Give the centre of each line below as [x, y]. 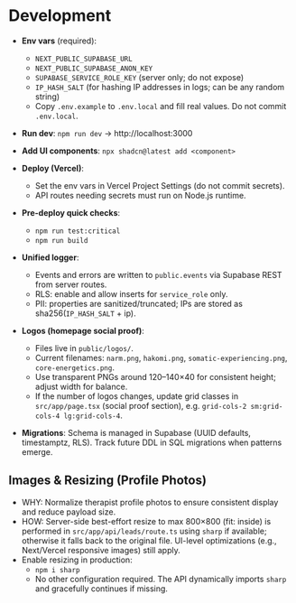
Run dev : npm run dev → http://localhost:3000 [107, 133]
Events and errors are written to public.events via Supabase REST [158, 274]
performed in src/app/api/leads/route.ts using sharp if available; [144, 531]
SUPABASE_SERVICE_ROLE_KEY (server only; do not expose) [139, 77]
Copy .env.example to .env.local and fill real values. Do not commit [161, 106]
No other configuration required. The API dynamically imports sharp [161, 579]
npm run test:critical [78, 231]
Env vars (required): [59, 41]
